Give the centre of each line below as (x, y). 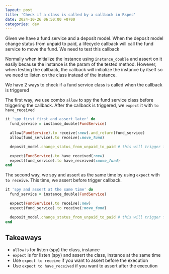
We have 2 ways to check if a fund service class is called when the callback (84, 85)
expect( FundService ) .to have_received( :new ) (57, 156)
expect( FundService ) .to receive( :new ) (51, 203)
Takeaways (23, 237)
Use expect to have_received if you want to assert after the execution (85, 266)
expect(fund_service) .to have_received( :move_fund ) (65, 161)
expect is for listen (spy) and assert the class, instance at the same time (87, 255)
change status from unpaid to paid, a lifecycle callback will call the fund (79, 44)
